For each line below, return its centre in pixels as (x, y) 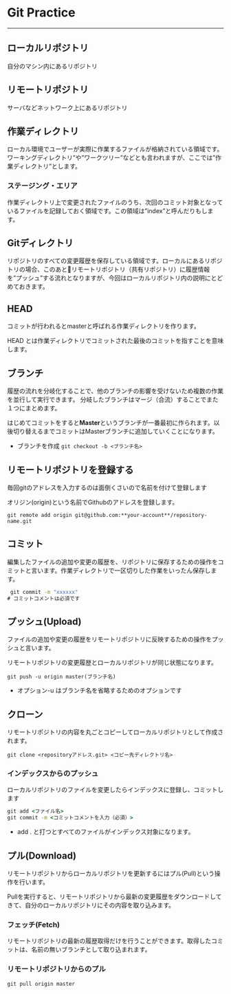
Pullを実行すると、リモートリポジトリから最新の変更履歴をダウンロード (109, 896)
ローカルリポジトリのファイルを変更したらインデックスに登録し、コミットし (115, 790)
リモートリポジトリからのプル (57, 969)
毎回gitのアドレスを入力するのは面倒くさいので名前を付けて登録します (107, 487)
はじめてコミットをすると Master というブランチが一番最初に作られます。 (111, 423)
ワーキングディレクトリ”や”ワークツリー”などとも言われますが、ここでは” (111, 158)
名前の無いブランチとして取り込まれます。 (91, 949)
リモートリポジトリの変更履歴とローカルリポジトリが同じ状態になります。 (112, 663)
